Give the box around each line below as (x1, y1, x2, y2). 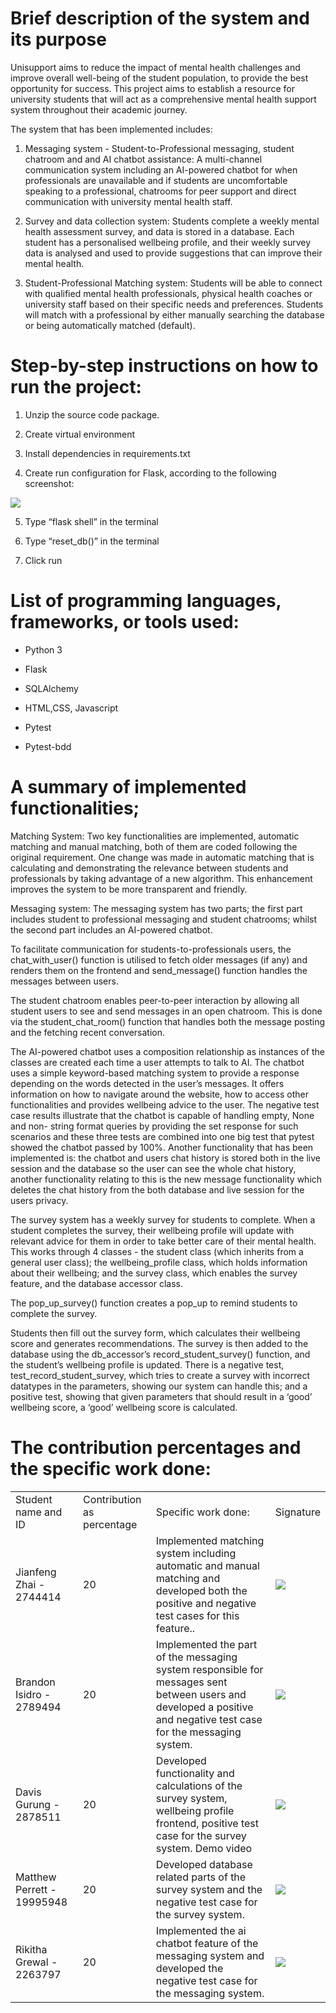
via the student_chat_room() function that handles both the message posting (10, 1015, 326, 1027)
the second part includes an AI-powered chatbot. (10, 923, 213, 936)
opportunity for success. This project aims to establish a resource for (10, 82, 295, 94)
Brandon (15, 1675, 56, 1689)
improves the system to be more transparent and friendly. (10, 883, 248, 895)
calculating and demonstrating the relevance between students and (10, 862, 289, 874)
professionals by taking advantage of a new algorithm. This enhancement (10, 872, 313, 884)
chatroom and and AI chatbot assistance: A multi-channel (24, 153, 263, 165)
